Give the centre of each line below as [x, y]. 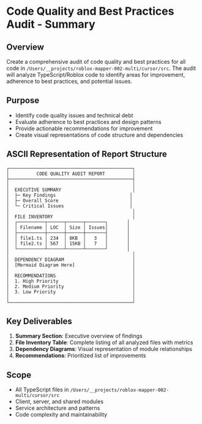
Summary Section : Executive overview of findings [79, 336]
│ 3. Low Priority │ [71, 292]
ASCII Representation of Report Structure [87, 154]
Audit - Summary [51, 24]
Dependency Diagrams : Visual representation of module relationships [104, 349]
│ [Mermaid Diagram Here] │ [71, 265]
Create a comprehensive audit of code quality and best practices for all [96, 62]
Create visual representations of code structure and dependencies [99, 135]
